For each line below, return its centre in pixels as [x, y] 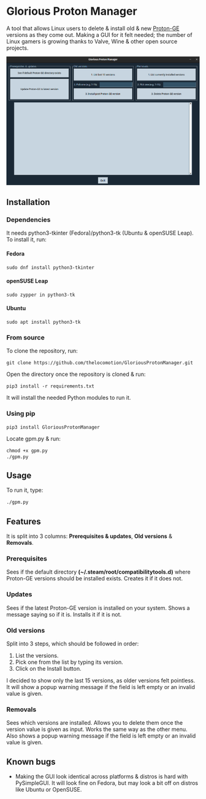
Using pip [21, 414]
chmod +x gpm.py [27, 450]
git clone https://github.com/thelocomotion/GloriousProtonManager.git [100, 363]
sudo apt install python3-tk [44, 322]
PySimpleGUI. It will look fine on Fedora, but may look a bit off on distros [106, 783]
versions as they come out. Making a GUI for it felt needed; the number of [99, 34]
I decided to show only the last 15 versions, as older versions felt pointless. [101, 680]
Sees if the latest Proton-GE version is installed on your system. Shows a [98, 608]
